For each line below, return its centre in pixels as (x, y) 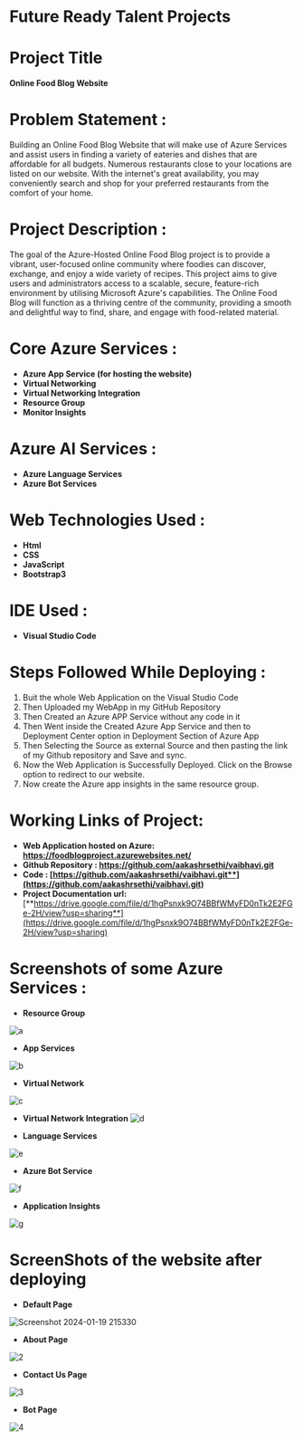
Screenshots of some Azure (116, 968)
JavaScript (43, 564)
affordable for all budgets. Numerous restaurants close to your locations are (151, 164)
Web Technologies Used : (107, 520)
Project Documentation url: (75, 893)
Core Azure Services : (94, 349)
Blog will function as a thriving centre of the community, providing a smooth (151, 302)
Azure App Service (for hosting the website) (107, 374)
